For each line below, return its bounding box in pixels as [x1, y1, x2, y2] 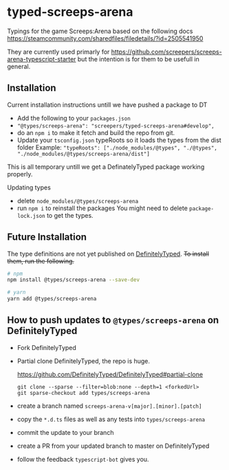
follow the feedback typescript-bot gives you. [17, 455, 149, 463]
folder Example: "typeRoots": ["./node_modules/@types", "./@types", [17, 143, 218, 152]
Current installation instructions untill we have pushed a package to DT [7, 101, 208, 109]
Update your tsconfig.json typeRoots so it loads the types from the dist [17, 136, 221, 144]
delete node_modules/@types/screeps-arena [17, 196, 139, 205]
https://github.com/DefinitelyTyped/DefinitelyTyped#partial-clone [17, 370, 204, 378]
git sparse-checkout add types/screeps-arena [17, 389, 150, 396]
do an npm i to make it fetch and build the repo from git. [17, 128, 175, 136]
